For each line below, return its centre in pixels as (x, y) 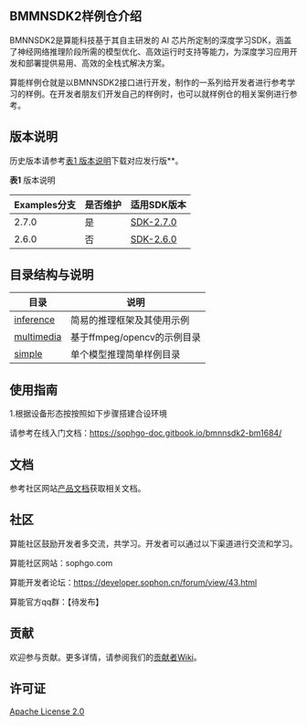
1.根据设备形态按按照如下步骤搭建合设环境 (88, 414)
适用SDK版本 (159, 205)
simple (28, 354)
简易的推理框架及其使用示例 (130, 321)
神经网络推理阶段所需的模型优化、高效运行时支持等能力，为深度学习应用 (153, 51)
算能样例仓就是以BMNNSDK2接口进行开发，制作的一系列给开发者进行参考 (148, 82)
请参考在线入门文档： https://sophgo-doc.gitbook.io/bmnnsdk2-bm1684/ (146, 433)
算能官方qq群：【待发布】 (57, 602)
